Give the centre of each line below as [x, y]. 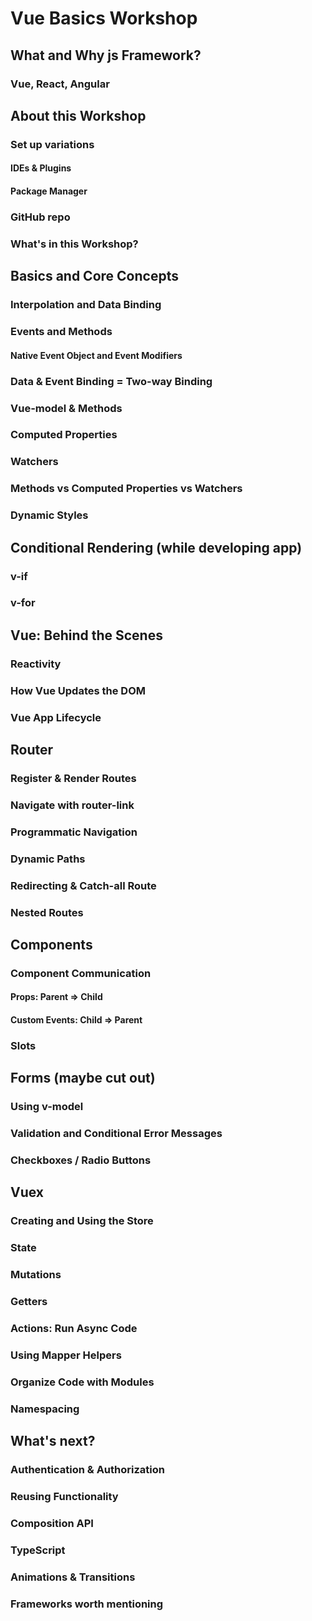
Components [51, 944]
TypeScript [38, 1550]
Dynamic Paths [48, 859]
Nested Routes [47, 912]
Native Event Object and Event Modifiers [96, 355]
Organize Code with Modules [82, 1382]
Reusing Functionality [64, 1497]
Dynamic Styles [49, 515]
